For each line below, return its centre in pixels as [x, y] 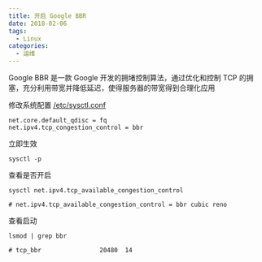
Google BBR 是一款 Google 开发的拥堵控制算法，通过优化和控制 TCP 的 [127, 77]
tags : [17, 31]
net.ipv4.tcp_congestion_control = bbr [76, 127]
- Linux [29, 39]
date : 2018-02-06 [38, 24]
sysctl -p [25, 159]
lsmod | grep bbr [38, 236]
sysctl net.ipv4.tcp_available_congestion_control [96, 191]
